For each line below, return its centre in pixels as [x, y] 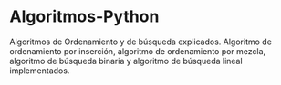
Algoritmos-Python [84, 17]
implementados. [40, 71]
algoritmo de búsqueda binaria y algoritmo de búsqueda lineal [126, 61]
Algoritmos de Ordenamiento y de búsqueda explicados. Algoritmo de [140, 42]
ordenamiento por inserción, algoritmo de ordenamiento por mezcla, [138, 51]
